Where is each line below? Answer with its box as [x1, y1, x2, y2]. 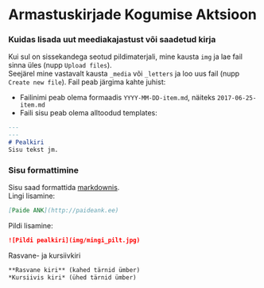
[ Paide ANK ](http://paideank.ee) [8, 207, 119, 215]
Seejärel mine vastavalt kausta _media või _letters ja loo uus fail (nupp [8, 69, 240, 79]
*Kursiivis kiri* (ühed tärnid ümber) [8, 273, 137, 282]
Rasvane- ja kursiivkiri [8, 251, 81, 260]
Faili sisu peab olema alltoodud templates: [19, 108, 157, 118]
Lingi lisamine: [8, 191, 56, 200]
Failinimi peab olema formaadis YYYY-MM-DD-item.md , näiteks [19, 93, 216, 103]
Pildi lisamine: [8, 221, 53, 231]
